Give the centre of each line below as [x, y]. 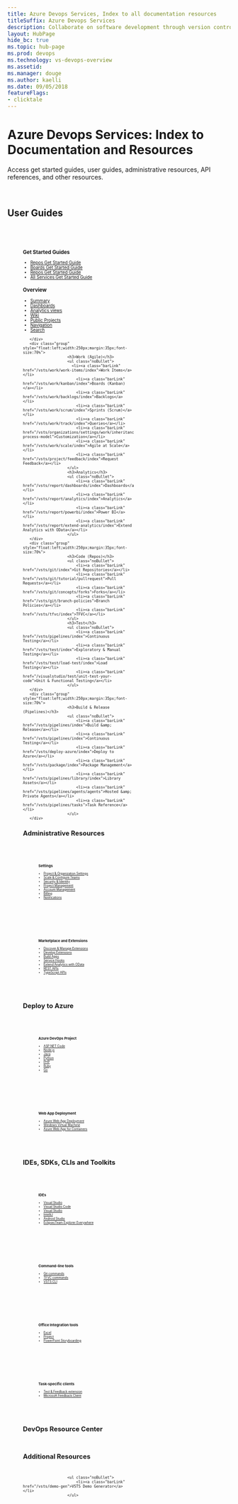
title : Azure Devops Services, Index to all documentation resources [112, 14]
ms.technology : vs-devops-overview [60, 60]
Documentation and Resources [100, 150]
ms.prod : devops [31, 54]
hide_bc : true [28, 40]
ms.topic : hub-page [36, 47]
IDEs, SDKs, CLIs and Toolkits [69, 1163]
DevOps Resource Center [63, 1429]
